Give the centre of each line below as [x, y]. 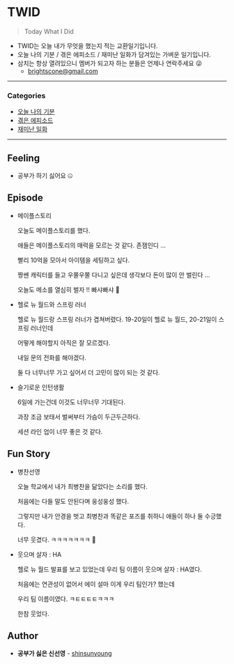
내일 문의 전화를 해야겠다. [52, 357]
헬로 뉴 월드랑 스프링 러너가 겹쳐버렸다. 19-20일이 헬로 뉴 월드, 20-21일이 [117, 319]
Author [23, 636]
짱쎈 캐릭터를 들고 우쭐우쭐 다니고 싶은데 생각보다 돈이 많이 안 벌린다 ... [114, 275]
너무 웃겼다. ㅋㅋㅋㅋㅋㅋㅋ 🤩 [56, 539]
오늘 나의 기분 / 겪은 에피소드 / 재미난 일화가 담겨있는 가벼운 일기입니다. [114, 54]
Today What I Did [49, 31]
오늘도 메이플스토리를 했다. [54, 230]
